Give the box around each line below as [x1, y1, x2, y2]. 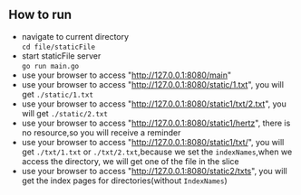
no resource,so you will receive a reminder [21, 126, 181, 138]
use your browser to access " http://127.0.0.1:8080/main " [21, 70, 232, 80]
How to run [8, 7, 73, 23]
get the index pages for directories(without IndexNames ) [21, 175, 228, 186]
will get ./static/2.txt [21, 107, 108, 118]
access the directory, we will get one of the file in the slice [21, 155, 239, 166]
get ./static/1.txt [21, 88, 94, 99]
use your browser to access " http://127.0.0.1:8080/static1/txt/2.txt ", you [21, 98, 287, 109]
